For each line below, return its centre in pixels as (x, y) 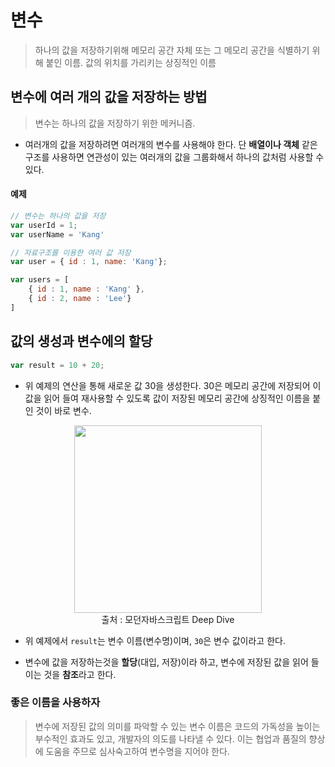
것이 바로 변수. (63, 410)
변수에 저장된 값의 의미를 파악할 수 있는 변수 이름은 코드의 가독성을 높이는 (177, 726)
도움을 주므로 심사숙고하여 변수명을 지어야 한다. (137, 751)
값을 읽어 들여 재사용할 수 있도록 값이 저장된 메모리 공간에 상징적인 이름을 (167, 398)
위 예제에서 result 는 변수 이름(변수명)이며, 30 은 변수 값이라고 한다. (155, 640)
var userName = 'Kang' (57, 234)
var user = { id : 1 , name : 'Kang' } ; (89, 262)
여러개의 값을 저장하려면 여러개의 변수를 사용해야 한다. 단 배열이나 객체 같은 (171, 144)
